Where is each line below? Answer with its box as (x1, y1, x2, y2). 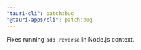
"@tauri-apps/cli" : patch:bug (6, 16, 93, 23)
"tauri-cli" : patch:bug (6, 10, 75, 17)
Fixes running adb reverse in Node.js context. (6, 35, 135, 43)
